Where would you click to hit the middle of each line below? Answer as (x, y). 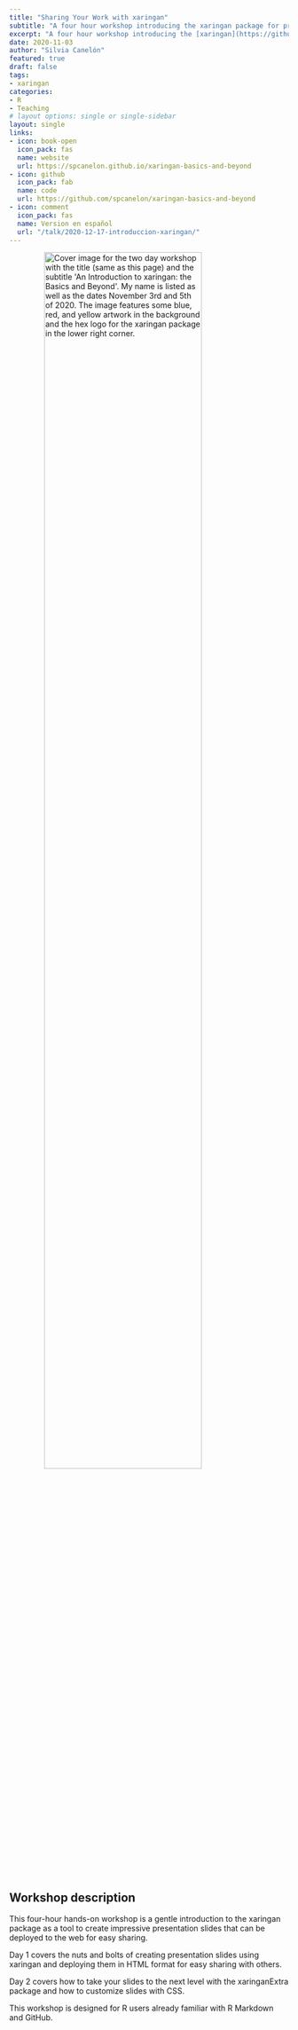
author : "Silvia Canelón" (57, 51)
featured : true (37, 59)
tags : (19, 75)
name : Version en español (65, 224)
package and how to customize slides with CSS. (97, 1991)
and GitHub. (31, 2018)
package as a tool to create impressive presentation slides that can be (137, 1928)
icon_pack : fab (45, 183)
